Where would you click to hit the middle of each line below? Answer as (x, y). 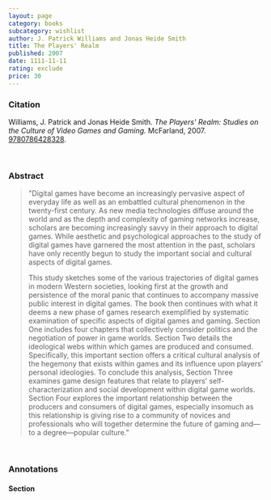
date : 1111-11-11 (38, 61)
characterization (55, 390)
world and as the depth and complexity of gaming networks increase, (144, 219)
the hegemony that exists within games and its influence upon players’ (146, 364)
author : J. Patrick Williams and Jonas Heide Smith (97, 38)
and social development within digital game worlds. (170, 390)
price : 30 (25, 76)
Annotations (33, 469)
